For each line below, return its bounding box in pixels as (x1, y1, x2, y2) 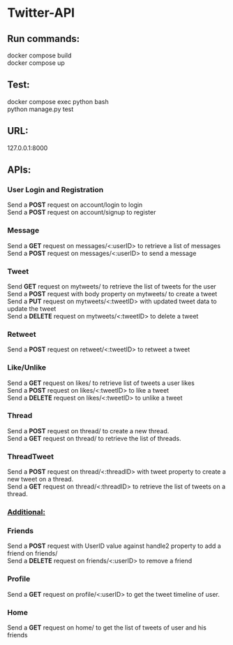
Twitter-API (7, 5, 75, 21)
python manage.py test (7, 105, 74, 113)
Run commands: (7, 33, 80, 45)
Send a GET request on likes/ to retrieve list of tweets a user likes (7, 379, 195, 387)
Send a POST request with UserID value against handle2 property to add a (7, 542, 221, 550)
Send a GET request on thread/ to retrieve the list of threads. (7, 434, 181, 442)
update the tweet (7, 304, 57, 312)
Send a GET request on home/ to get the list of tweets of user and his (7, 623, 207, 632)
